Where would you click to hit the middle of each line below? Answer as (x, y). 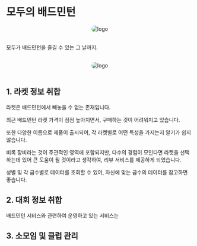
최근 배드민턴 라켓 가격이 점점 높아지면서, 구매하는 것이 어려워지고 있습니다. (93, 119)
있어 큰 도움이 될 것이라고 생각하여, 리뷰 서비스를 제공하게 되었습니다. (102, 160)
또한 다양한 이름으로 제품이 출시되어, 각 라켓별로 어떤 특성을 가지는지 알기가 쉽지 (99, 132)
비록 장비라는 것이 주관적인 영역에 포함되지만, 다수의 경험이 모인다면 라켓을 (93, 152)
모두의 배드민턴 (41, 12)
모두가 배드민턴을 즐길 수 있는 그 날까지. (52, 47)
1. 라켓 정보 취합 (34, 92)
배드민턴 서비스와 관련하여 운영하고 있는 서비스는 (63, 215)
